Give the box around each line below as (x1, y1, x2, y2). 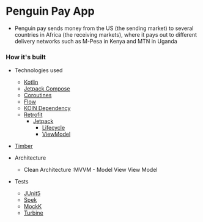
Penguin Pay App (6, 4, 95, 18)
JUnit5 (23, 190, 41, 197)
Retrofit (23, 111, 43, 119)
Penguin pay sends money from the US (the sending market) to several (14, 24, 194, 32)
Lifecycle (42, 124, 65, 131)
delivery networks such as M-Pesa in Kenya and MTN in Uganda (14, 37, 178, 45)
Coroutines (23, 92, 52, 99)
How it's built (6, 53, 46, 61)
